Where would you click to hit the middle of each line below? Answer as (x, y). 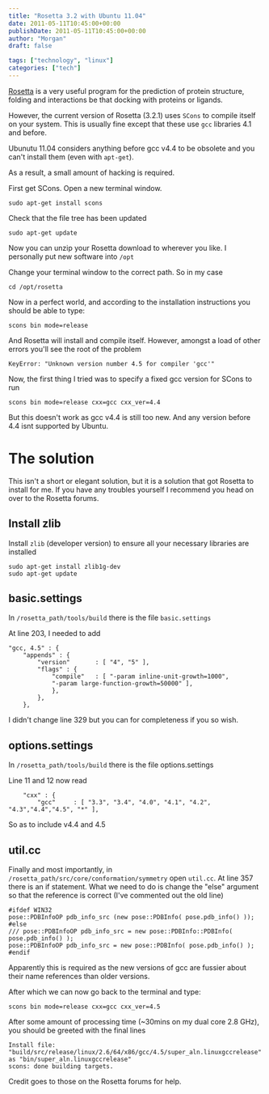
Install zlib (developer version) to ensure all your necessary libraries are (129, 543)
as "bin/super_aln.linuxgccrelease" (70, 1060)
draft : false (30, 46)
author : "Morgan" (38, 38)
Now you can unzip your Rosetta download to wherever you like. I (118, 248)
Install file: (32, 1045)
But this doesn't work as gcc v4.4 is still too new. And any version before (130, 417)
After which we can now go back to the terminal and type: (105, 992)
